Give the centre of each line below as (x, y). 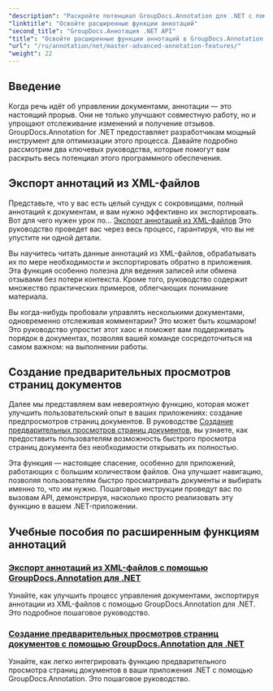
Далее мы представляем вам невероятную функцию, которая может (129, 404)
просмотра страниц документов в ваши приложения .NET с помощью (131, 670)
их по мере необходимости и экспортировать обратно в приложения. (130, 261)
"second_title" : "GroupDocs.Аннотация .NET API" (92, 31)
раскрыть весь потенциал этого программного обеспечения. (115, 158)
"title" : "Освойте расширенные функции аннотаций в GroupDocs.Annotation (136, 39)
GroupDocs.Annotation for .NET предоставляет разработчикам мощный (132, 132)
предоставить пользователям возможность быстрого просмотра (123, 438)
